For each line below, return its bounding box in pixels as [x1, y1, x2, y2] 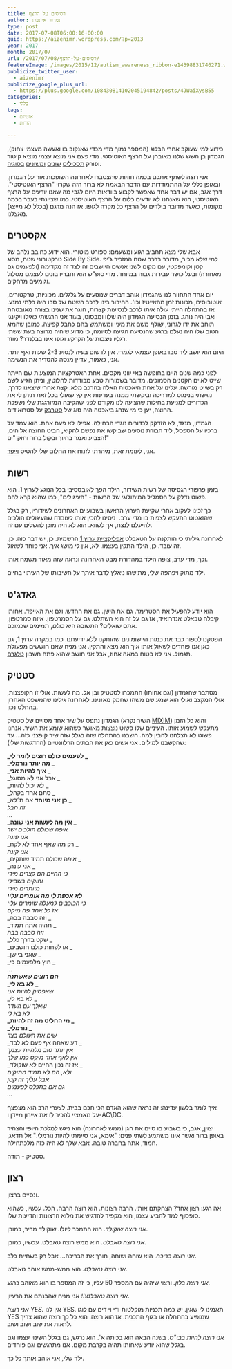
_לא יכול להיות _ [7, 781, 49, 789]
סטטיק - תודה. [7, 1152, 46, 1160]
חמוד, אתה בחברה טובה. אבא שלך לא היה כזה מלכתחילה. [7, 1139, 158, 1147]
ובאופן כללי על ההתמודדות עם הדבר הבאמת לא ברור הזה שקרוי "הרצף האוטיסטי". [7, 180, 221, 188]
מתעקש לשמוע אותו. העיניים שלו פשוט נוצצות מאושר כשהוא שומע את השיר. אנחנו [7, 724, 219, 732]
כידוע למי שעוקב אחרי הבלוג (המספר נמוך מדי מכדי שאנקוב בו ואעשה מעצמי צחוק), [7, 145, 224, 153]
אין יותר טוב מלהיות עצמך [7, 1045, 74, 1054]
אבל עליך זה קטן [7, 1075, 50, 1083]
